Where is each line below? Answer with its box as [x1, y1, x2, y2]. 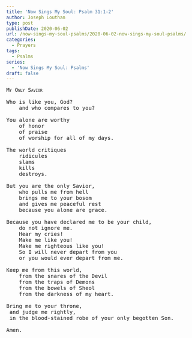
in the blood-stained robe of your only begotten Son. [9, 315, 174, 322]
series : [6, 59, 26, 65]
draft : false [6, 70, 39, 76]
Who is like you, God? [6, 98, 73, 106]
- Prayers [11, 43, 36, 49]
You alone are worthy [6, 116, 70, 124]
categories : [6, 37, 36, 43]
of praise [19, 128, 48, 136]
